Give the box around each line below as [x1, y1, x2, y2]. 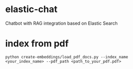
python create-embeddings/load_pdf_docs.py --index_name [5, 54, 128, 59]
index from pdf [5, 38, 69, 49]
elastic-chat [5, 4, 58, 15]
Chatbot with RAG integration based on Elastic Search [5, 20, 118, 26]
